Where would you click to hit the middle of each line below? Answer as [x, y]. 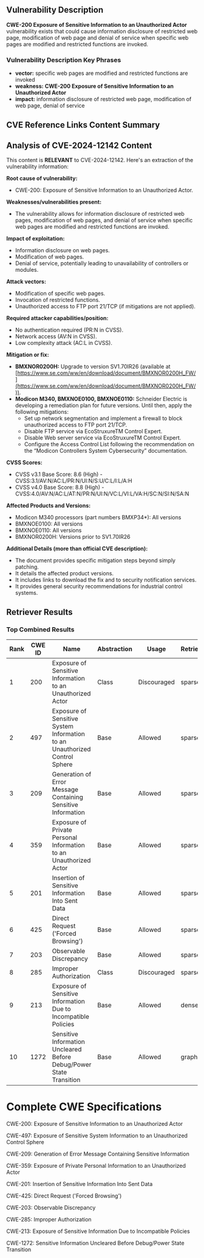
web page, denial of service [50, 105]
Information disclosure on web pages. [63, 251]
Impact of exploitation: [36, 239]
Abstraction [114, 649]
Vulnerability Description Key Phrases [64, 60]
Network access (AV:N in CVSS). [56, 336]
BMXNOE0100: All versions [49, 524]
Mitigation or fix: [28, 355]
